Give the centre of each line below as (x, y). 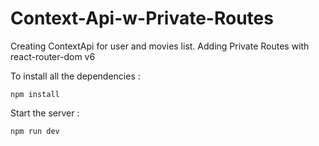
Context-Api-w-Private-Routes (142, 18)
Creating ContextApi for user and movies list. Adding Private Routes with (160, 46)
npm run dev (35, 131)
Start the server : (45, 113)
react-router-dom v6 (53, 56)
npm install (35, 94)
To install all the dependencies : (75, 76)
